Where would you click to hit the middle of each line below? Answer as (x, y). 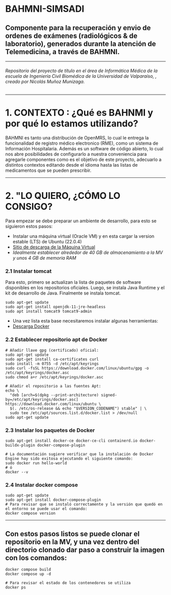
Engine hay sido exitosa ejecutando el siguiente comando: (69, 459)
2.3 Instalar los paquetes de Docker (50, 430)
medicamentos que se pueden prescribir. (48, 170)
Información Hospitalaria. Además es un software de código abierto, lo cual (84, 149)
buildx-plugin (20, 445)
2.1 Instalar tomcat (28, 271)
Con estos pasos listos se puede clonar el (73, 534)
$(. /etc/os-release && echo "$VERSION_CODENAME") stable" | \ (78, 408)
